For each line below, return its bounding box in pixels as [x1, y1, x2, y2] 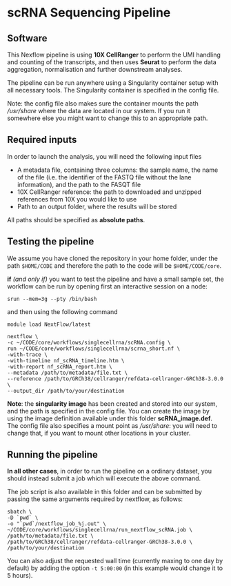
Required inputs [7, 134, 77, 146]
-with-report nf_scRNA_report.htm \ [7, 363, 112, 370]
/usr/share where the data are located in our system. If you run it [7, 107, 191, 115]
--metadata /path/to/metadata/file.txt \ [7, 369, 128, 376]
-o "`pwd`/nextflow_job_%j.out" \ [7, 520, 107, 527]
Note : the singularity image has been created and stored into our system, [7, 399, 218, 408]
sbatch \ [7, 509, 32, 516]
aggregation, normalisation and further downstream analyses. [7, 66, 183, 73]
